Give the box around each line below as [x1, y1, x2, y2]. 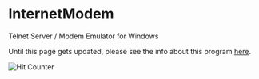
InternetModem [8, 5, 114, 23]
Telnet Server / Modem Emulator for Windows [8, 31, 159, 41]
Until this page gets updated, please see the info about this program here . [8, 46, 252, 56]
